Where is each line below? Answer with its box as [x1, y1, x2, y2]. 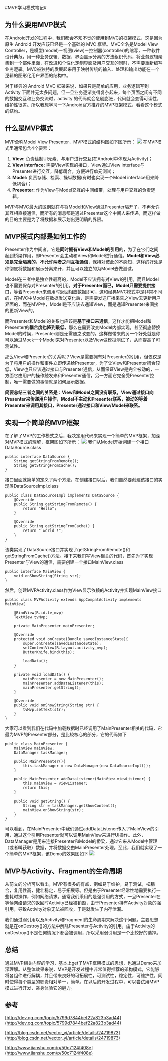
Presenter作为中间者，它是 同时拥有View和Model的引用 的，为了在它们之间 [5, 246, 159, 252]
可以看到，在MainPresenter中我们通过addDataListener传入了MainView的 [5, 826, 155, 832]
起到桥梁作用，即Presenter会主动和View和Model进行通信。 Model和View [5, 253, 156, 259]
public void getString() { [14, 799, 70, 804]
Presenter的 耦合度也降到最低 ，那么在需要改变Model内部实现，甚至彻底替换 [5, 324, 161, 330]
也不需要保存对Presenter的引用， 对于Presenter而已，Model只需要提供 [5, 283, 151, 289]
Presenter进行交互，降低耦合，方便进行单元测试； [12, 168, 116, 174]
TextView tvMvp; [14, 615, 48, 620]
